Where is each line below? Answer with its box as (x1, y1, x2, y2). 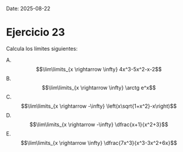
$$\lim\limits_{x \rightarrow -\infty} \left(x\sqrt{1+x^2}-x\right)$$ (21, 103, 177, 110)
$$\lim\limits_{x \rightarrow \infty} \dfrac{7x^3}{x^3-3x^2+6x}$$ (20, 139, 178, 146)
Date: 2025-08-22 (6, 5, 51, 12)
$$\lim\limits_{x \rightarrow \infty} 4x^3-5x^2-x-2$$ (36, 65, 162, 72)
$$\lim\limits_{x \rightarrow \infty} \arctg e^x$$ (42, 84, 156, 91)
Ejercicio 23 (6, 26, 65, 39)
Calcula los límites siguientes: (6, 45, 78, 52)
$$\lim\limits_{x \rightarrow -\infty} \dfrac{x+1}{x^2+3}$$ (29, 121, 169, 128)
